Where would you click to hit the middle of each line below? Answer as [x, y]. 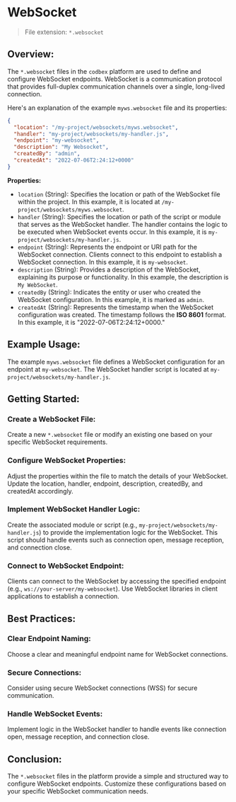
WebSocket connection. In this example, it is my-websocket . [103, 262]
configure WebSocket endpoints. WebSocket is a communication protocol [115, 79]
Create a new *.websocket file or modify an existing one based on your [110, 435]
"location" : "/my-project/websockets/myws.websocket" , [96, 127]
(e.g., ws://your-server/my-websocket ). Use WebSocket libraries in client [112, 589]
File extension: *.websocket [64, 32]
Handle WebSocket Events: [55, 714]
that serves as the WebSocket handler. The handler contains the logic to [123, 224]
